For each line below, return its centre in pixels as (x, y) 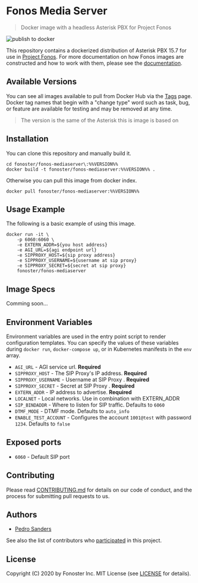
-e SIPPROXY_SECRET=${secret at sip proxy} (72, 266)
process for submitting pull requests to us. (58, 496)
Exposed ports (34, 442)
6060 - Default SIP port (42, 456)
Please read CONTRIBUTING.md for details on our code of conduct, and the (99, 490)
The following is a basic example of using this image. (71, 223)
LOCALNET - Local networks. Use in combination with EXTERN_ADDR (97, 398)
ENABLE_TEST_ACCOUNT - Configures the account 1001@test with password (103, 417)
